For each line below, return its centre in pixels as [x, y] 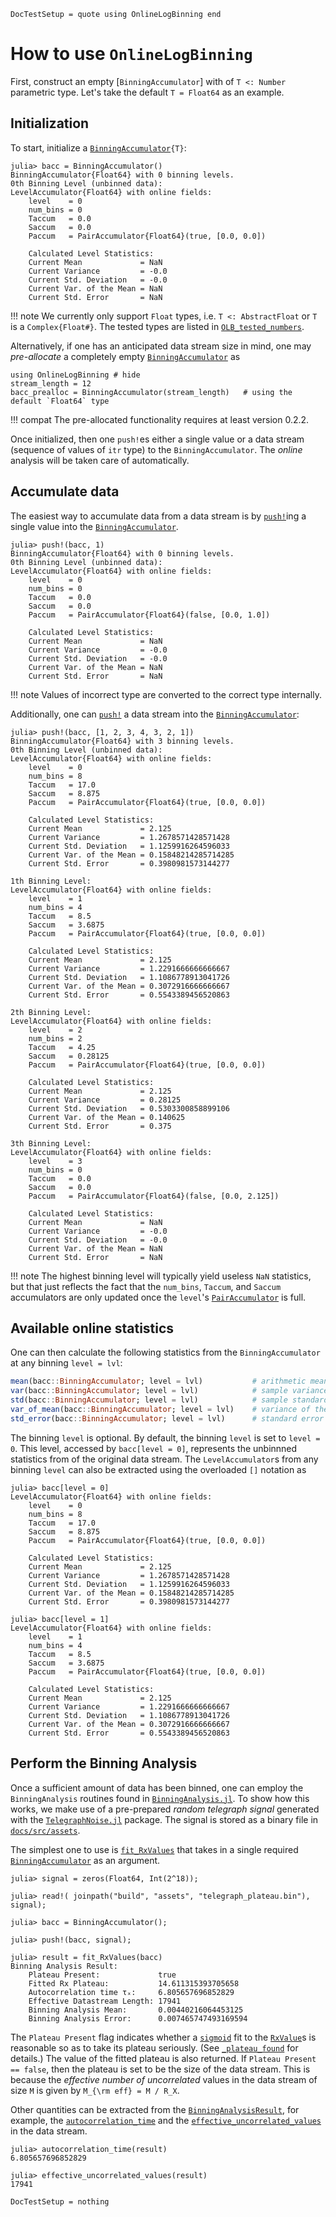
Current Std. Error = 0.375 [100, 1126]
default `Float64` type [60, 401]
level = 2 [55, 1030]
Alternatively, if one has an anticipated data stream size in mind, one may [161, 346]
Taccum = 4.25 [62, 1047]
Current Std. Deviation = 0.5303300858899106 [129, 1108]
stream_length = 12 [51, 383]
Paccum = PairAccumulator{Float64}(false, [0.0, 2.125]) [154, 1196]
